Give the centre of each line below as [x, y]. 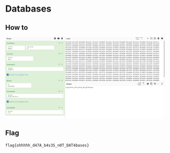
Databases [28, 9]
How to [17, 28]
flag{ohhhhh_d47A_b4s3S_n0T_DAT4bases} [47, 145]
